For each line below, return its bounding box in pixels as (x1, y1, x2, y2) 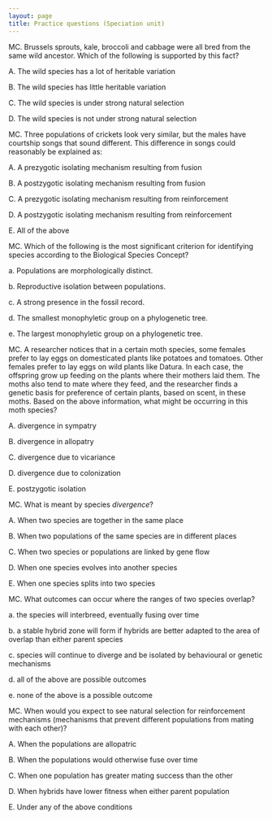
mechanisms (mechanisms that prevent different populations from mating (8, 714, 254, 724)
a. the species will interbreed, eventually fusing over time (8, 609, 200, 619)
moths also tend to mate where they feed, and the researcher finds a (8, 379, 238, 389)
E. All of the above (8, 225, 70, 235)
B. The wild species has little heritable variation (8, 82, 166, 92)
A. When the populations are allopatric (8, 739, 137, 748)
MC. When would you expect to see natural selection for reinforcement (8, 705, 246, 716)
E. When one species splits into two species (8, 578, 156, 588)
